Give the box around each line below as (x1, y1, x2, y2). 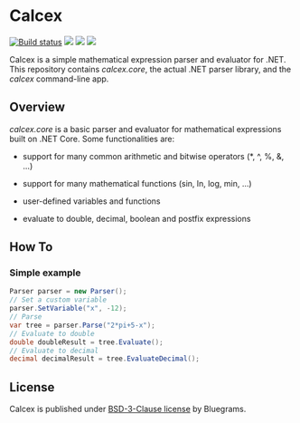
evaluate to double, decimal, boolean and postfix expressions (22, 213, 251, 224)
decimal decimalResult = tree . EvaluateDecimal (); (9, 354, 201, 363)
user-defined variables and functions (22, 196, 161, 207)
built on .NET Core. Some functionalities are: (9, 133, 175, 144)
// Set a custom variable (9, 295, 107, 304)
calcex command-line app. (9, 73, 109, 84)
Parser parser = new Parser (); (9, 287, 127, 296)
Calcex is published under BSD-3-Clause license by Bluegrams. (9, 404, 247, 415)
